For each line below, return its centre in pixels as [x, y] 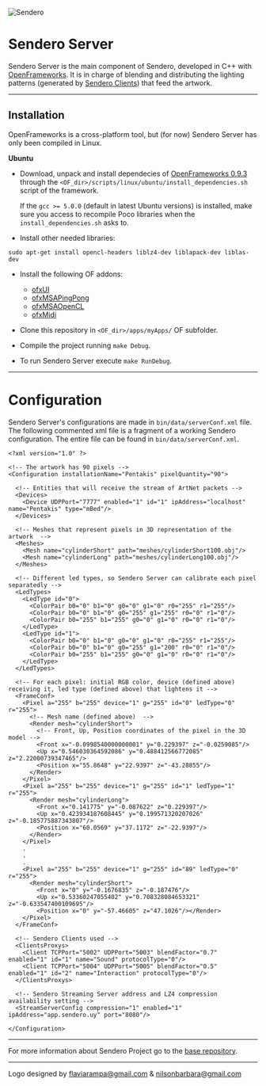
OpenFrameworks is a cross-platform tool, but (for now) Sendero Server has [133, 134]
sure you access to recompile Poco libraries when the [107, 214]
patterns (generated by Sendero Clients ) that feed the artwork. [110, 82]
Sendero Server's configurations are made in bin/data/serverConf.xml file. [130, 422]
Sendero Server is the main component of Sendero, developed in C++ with [130, 66]
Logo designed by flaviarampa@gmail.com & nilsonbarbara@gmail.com [125, 1073]
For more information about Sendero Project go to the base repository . [123, 1050]
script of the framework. [59, 190]
